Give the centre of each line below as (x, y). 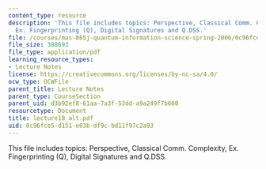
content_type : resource (47, 15)
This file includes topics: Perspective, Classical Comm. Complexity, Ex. (123, 148)
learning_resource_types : (51, 60)
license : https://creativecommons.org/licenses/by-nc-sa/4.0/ (113, 74)
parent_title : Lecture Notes (56, 89)
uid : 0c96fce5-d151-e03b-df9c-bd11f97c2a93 (81, 126)
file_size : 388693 (38, 45)
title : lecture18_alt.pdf (51, 118)
